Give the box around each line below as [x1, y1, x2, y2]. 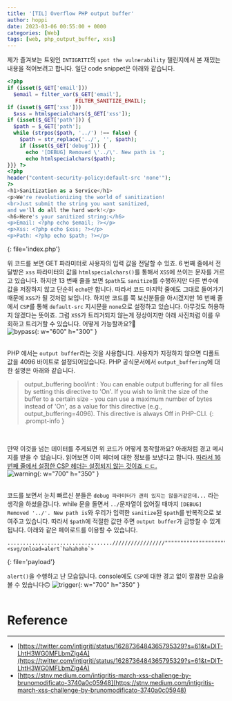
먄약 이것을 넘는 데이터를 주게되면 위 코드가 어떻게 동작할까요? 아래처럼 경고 [7, 445, 211, 453]
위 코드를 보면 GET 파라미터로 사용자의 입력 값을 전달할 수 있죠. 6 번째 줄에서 [7, 259, 214, 267]
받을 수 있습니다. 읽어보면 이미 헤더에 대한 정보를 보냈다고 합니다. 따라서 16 [19, 454, 221, 461]
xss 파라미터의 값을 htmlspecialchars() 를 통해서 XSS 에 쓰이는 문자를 [25, 268, 212, 276]
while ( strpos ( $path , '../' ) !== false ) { [13, 129, 137, 137]
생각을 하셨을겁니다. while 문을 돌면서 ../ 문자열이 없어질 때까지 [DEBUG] [7, 500, 202, 508]
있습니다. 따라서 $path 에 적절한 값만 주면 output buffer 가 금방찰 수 [25, 517, 209, 525]
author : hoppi [7, 17, 48, 24]
